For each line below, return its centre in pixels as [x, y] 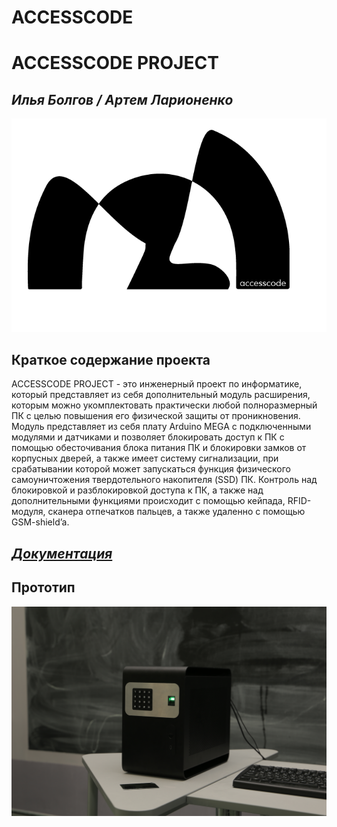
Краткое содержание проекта [111, 359]
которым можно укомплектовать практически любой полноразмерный [164, 405]
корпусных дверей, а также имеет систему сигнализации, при [145, 458]
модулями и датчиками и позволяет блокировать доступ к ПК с [148, 437]
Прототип [43, 587]
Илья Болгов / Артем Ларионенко [122, 99]
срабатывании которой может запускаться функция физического [151, 469]
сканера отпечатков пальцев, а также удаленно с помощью [176, 512]
